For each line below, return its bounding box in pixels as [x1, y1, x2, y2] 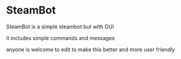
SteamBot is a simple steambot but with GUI [6, 23, 114, 30]
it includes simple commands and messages [6, 34, 115, 41]
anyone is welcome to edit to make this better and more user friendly [6, 45, 175, 53]
